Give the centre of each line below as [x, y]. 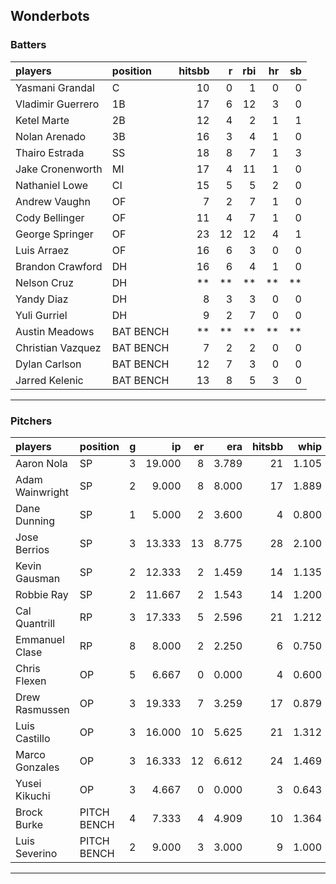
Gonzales [37, 767]
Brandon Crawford [59, 266]
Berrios [32, 549]
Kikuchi [33, 796]
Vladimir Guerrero [57, 104]
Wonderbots [50, 16]
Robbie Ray [42, 594]
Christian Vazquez [58, 347]
